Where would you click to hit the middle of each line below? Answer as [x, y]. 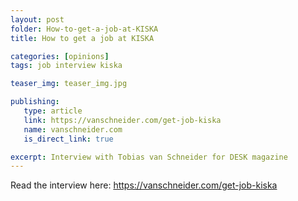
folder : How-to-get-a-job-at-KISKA [84, 29]
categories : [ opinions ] [60, 56]
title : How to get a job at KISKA [82, 38]
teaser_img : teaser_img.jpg [69, 84]
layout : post [37, 19]
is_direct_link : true [68, 139]
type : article [53, 111]
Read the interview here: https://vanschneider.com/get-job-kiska [144, 185]
